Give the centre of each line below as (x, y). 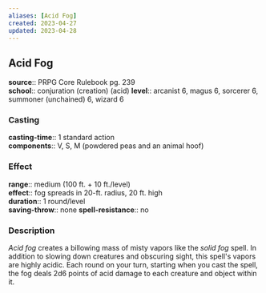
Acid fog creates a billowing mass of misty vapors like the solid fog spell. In (133, 248)
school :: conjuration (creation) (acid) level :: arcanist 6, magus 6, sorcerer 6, (133, 91)
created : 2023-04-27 (43, 23)
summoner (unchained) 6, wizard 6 (66, 99)
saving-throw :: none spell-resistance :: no (79, 210)
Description (32, 231)
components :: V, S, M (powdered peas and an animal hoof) (106, 146)
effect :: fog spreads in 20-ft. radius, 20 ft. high (85, 192)
